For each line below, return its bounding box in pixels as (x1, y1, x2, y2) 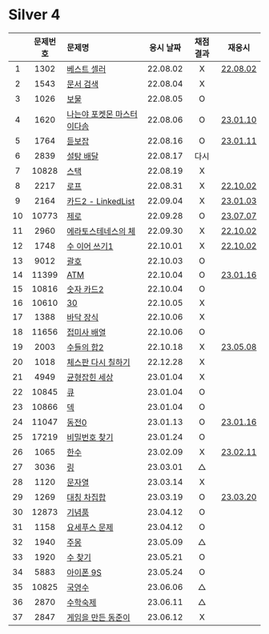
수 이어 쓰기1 (66, 240, 114, 251)
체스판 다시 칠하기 (66, 356, 130, 367)
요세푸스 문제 (66, 522, 114, 533)
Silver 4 (8, 6, 61, 24)
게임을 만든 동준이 (66, 612, 130, 623)
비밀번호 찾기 (66, 431, 114, 443)
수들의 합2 (66, 342, 104, 353)
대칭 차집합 (66, 492, 106, 503)
